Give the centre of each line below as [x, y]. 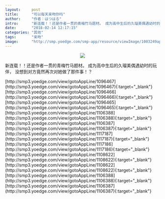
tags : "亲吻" [24, 37]
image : [12, 42]
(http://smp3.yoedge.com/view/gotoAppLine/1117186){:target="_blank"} [77, 149]
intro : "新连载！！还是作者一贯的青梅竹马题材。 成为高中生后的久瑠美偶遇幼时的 [83, 23]
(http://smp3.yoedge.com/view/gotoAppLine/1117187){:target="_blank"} [77, 139]
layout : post [23, 10]
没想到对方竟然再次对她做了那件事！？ [53, 71]
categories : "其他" [24, 32]
